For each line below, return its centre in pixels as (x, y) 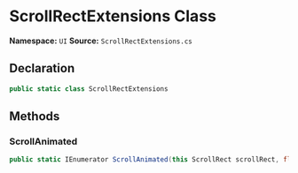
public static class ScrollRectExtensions (89, 89)
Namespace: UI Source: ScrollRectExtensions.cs (101, 41)
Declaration (42, 68)
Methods (35, 117)
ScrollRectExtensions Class (113, 16)
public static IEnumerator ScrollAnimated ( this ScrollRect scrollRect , (144, 160)
